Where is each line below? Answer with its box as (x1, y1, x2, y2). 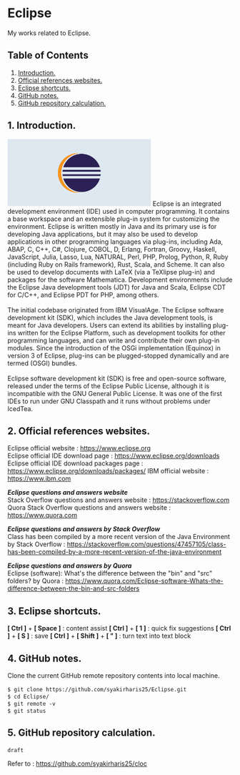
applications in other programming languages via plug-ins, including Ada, (7, 237, 224, 246)
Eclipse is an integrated (152, 199, 221, 208)
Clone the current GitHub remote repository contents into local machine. (7, 671, 220, 680)
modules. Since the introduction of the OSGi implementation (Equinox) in (7, 343, 221, 352)
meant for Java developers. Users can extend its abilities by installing (7, 320, 212, 330)
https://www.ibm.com (7, 474, 71, 483)
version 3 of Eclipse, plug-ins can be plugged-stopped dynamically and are (7, 351, 230, 360)
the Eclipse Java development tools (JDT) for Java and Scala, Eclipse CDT (7, 282, 226, 291)
